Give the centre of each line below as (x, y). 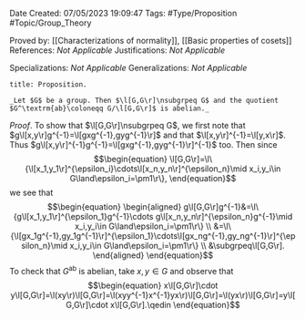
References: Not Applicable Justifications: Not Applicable (117, 50)
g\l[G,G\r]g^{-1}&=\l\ (221, 207)
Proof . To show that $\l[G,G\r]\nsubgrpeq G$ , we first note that (127, 125)
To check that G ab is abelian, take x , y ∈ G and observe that (122, 270)
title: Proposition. (49, 85)
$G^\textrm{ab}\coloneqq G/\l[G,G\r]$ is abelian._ (109, 108)
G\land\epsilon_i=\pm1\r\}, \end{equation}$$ (153, 178)
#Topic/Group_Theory (51, 23)
